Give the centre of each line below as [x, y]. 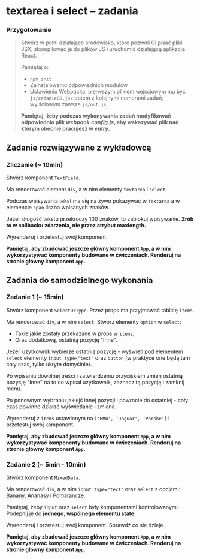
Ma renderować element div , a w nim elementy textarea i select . [87, 190]
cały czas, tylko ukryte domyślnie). [49, 364]
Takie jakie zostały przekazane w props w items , [75, 333]
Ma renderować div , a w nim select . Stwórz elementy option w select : [94, 321]
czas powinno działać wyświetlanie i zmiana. [61, 407]
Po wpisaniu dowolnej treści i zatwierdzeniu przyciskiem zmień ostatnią [95, 375]
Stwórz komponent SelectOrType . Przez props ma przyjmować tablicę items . [100, 310]
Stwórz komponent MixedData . [43, 477]
